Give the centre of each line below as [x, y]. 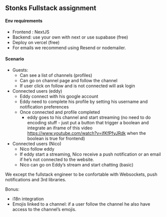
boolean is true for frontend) [56, 138]
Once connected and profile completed [60, 112]
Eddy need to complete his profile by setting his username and [83, 102]
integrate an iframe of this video [60, 128]
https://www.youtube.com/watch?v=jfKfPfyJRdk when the [86, 133]
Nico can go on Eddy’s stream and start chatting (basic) [77, 164]
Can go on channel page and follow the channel [69, 80]
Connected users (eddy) [37, 91]
